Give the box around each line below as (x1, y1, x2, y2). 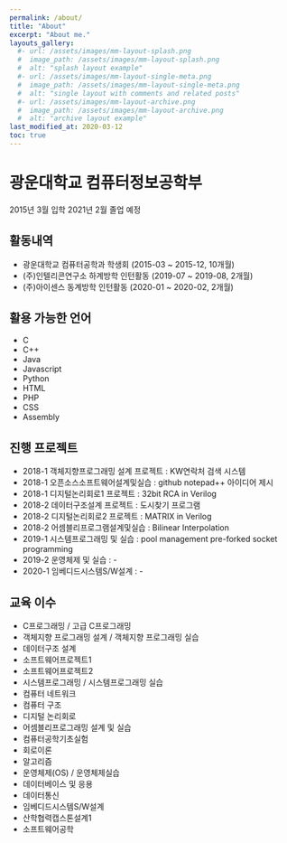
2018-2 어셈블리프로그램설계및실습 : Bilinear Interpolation (22, 522, 230, 533)
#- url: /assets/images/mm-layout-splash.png (17, 47, 192, 56)
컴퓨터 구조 (22, 699, 62, 710)
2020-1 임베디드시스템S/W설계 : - (22, 566, 143, 576)
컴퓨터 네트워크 (22, 688, 77, 699)
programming (22, 544, 74, 555)
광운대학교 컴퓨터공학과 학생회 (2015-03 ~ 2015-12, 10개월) (22, 258, 235, 269)
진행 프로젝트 (9, 440, 79, 455)
